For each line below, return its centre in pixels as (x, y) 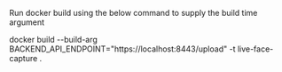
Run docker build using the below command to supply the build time (133, 13)
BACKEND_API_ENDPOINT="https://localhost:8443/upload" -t (122, 49)
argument (27, 22)
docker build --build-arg (53, 40)
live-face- (255, 49)
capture (23, 58)
